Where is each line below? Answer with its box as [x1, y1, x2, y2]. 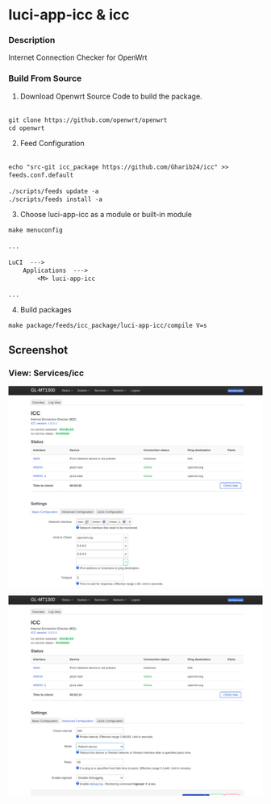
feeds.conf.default [8, 171, 74, 179]
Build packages [19, 304, 72, 314]
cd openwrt [8, 124, 45, 132]
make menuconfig [8, 226, 63, 234]
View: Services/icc [8, 367, 85, 379]
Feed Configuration [19, 138, 85, 148]
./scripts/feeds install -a [8, 195, 103, 203]
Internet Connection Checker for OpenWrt [8, 52, 148, 62]
